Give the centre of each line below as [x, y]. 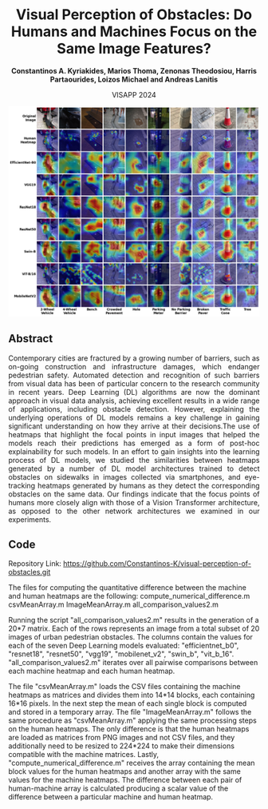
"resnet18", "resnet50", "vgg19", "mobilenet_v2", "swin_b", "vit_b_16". [121, 654]
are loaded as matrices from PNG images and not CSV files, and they [122, 738]
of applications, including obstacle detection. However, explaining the [134, 408]
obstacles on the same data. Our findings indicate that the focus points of [134, 494]
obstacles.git [30, 572]
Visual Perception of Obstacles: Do [134, 15]
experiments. [30, 519]
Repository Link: [35, 564]
